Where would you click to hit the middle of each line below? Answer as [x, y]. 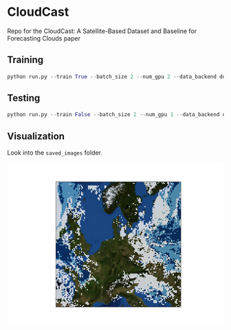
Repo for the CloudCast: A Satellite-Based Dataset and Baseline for [102, 31]
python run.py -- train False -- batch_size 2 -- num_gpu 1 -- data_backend [113, 115]
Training [25, 60]
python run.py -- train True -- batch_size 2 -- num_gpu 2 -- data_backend [112, 76]
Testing [24, 98]
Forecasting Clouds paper [44, 38]
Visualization [36, 136]
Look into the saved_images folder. [55, 153]
